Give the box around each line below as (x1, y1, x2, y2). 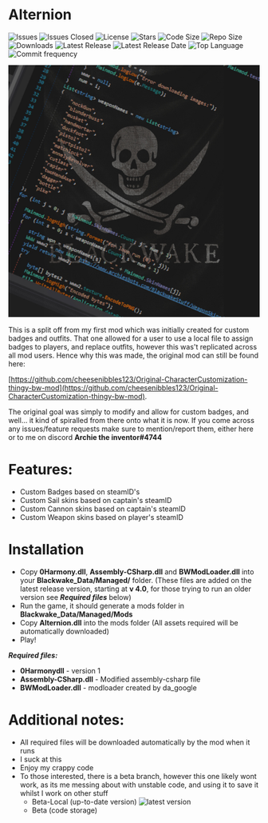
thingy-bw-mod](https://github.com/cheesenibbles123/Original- (8, 382, 219, 393)
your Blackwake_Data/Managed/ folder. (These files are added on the (19, 575, 252, 585)
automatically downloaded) (19, 626, 110, 636)
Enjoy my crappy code (19, 762, 94, 773)
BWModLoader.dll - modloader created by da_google (19, 682, 197, 693)
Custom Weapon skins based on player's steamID (19, 512, 183, 521)
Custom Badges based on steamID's (19, 486, 140, 497)
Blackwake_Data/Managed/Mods (19, 609, 133, 619)
